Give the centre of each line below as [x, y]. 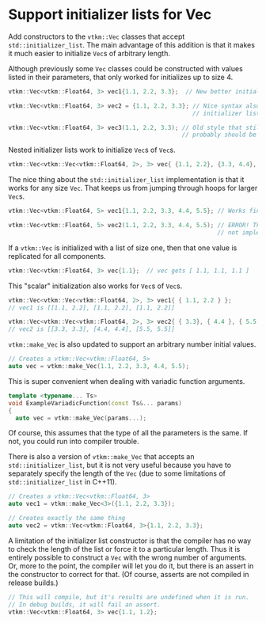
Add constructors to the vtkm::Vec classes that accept [97, 36]
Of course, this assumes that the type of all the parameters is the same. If [128, 433]
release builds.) [33, 583]
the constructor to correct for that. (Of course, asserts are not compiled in [129, 574]
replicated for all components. [57, 256]
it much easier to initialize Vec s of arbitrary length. [89, 53]
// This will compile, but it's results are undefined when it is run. [129, 597]
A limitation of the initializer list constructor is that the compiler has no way [130, 541]
